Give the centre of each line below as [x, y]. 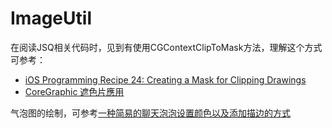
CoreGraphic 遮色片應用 [74, 91]
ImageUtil [51, 18]
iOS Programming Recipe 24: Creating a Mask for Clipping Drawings [165, 79]
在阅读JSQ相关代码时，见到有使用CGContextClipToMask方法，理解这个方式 [166, 47]
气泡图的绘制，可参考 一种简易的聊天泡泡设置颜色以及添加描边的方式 [150, 113]
